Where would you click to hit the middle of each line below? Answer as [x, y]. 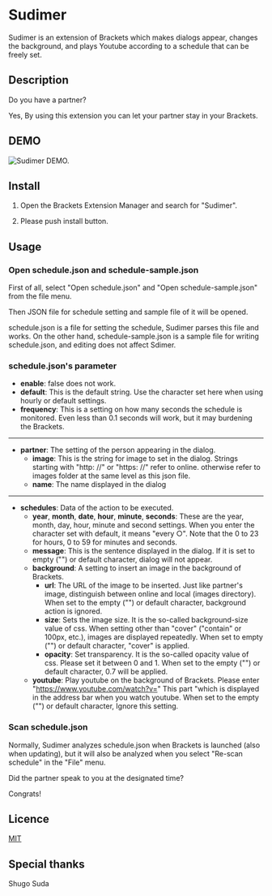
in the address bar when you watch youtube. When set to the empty [145, 698]
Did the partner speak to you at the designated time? [96, 778]
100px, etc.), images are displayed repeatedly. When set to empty [153, 637]
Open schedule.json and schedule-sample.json [104, 269]
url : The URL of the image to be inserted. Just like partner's [143, 585]
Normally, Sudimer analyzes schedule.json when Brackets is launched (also [134, 745]
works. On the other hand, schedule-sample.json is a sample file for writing [134, 336]
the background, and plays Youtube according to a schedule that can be [129, 45]
